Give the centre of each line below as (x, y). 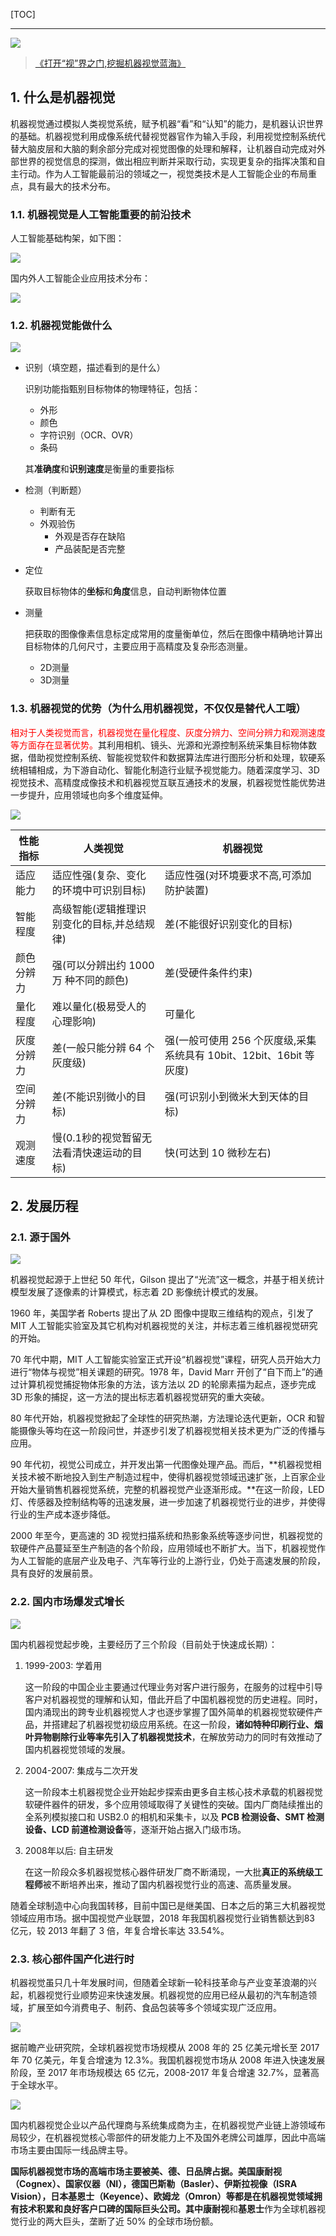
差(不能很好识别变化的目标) (228, 924)
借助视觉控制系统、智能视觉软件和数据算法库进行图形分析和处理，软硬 (172, 757)
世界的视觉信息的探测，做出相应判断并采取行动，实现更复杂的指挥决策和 (167, 161)
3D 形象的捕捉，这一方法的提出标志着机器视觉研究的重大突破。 (140, 1397)
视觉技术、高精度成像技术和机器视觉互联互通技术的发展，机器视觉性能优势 (163, 782)
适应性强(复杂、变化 (99, 875)
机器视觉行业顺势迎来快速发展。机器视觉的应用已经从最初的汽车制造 (167, 1995)
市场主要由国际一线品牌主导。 (71, 2150)
